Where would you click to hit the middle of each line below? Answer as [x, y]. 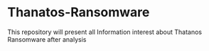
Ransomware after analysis [47, 39]
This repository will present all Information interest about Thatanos [105, 32]
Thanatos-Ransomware [79, 12]
